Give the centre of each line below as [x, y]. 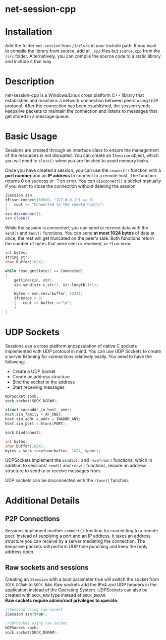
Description [30, 82]
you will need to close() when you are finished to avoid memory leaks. [77, 161]
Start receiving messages [38, 387]
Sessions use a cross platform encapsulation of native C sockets [71, 346]
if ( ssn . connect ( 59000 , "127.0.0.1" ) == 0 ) [50, 200]
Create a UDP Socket [34, 371]
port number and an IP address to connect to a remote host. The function [81, 176]
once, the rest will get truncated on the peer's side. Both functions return [80, 238]
